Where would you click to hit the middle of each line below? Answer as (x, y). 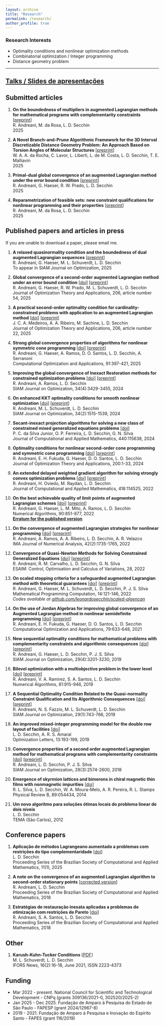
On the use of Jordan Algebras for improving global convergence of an (85, 608)
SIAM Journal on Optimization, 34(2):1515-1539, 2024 (66, 413)
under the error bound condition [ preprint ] (56, 180)
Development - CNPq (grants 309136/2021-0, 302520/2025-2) (76, 997)
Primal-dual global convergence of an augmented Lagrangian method (84, 175)
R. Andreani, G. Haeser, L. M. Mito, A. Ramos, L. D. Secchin (72, 508)
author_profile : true (27, 23)
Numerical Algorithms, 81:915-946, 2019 (53, 684)
